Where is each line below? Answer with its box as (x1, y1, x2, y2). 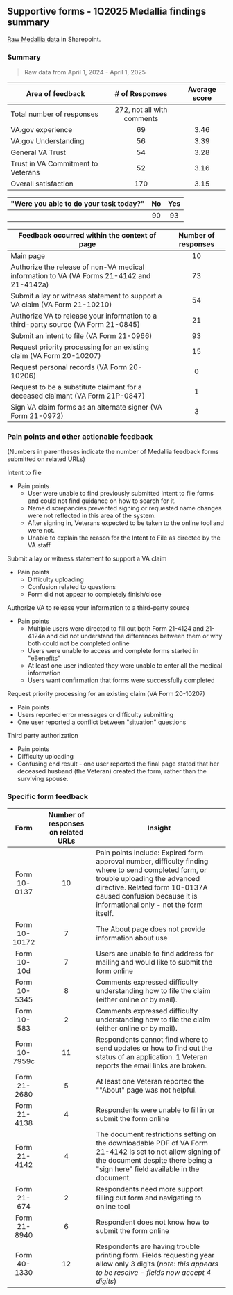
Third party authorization (7, 732, 78, 740)
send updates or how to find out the (96, 1043, 213, 1053)
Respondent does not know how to (96, 1217, 209, 1227)
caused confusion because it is (96, 891, 198, 901)
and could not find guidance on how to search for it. (27, 497, 176, 505)
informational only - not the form (96, 900, 203, 910)
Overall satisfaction (10, 179, 74, 188)
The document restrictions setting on (96, 1129, 217, 1139)
